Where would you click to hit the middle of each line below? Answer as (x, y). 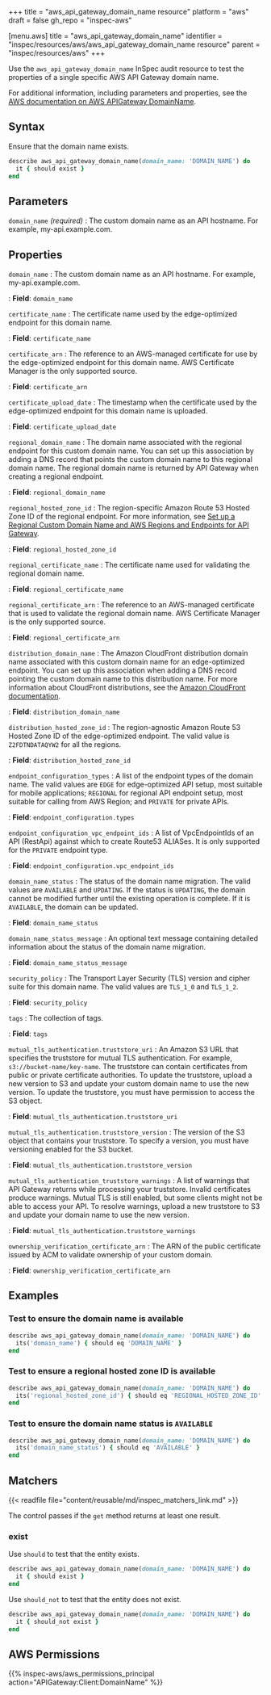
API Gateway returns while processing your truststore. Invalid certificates (130, 1189)
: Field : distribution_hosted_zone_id (70, 760)
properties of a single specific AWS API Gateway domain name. (114, 77)
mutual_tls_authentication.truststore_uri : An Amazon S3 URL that (124, 1050)
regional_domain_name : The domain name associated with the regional (125, 443)
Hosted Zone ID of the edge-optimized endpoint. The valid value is (119, 736)
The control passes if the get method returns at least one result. (115, 1516)
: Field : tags (28, 1034)
